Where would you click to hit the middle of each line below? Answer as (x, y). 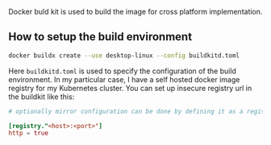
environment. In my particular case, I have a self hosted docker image (124, 79)
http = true (28, 133)
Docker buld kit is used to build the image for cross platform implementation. (135, 12)
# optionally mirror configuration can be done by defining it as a (126, 111)
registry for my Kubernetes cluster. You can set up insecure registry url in (130, 88)
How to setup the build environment (100, 37)
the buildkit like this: (42, 97)
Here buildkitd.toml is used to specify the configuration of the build (122, 71)
